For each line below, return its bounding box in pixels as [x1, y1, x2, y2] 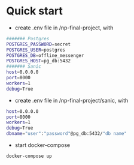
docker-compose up [6, 153, 52, 160]
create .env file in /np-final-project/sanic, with [14, 97, 129, 104]
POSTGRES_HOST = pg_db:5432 [6, 58, 71, 64]
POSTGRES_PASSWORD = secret [6, 41, 71, 47]
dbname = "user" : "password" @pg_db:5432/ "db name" [6, 131, 127, 137]
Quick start [6, 4, 63, 18]
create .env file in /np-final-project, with [14, 24, 114, 31]
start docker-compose [14, 142, 71, 149]
